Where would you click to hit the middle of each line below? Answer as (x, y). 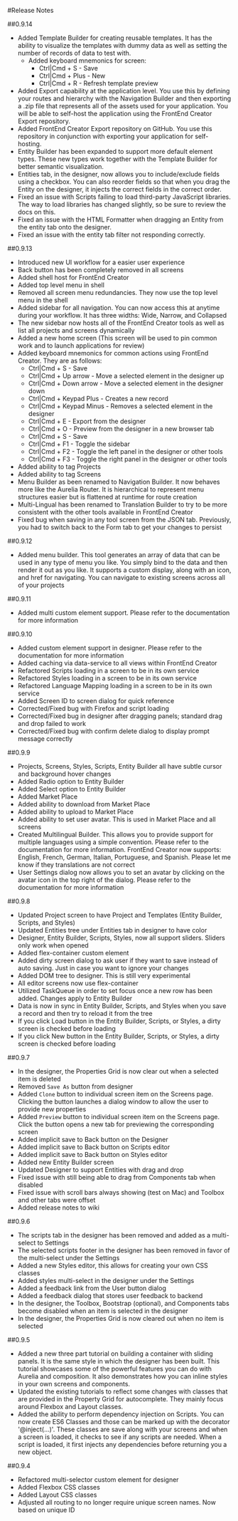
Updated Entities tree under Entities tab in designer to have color (112, 930)
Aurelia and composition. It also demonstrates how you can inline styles (123, 1376)
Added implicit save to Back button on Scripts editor (94, 1147)
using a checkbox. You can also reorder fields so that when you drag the (124, 182)
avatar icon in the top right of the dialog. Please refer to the (104, 880)
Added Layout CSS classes (57, 1495)
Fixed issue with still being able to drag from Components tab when (116, 1177)
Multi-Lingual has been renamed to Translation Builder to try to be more (122, 504)
